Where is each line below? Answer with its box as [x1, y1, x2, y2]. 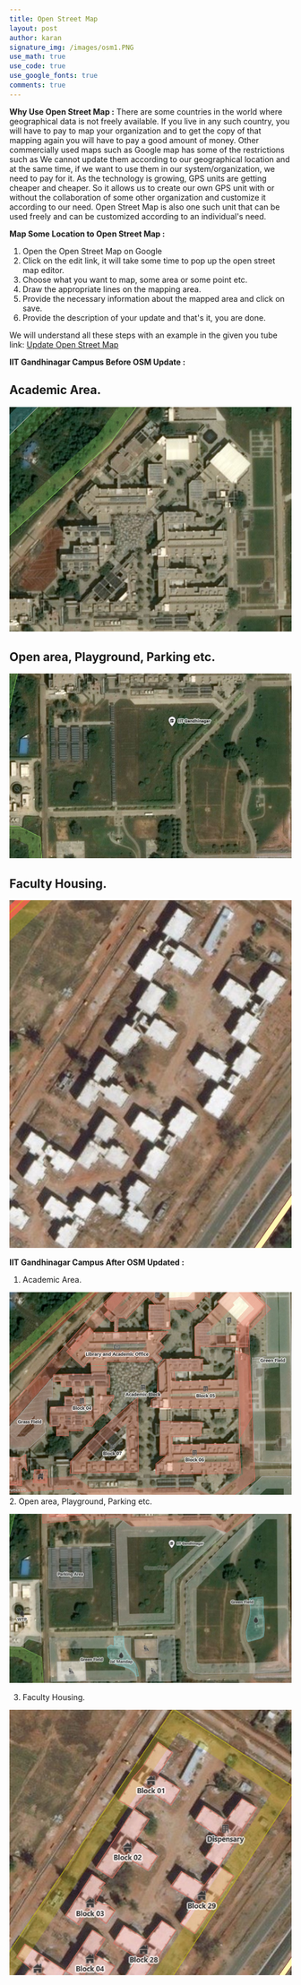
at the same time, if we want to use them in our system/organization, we [9, 163, 276, 174]
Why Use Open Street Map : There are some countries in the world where [9, 106, 283, 116]
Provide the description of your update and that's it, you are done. [21, 312, 266, 322]
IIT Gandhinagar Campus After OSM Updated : [9, 1257, 185, 1267]
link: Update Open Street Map [9, 339, 119, 349]
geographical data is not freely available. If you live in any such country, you [9, 116, 290, 126]
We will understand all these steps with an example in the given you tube [9, 330, 278, 340]
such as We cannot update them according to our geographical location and [9, 153, 290, 165]
